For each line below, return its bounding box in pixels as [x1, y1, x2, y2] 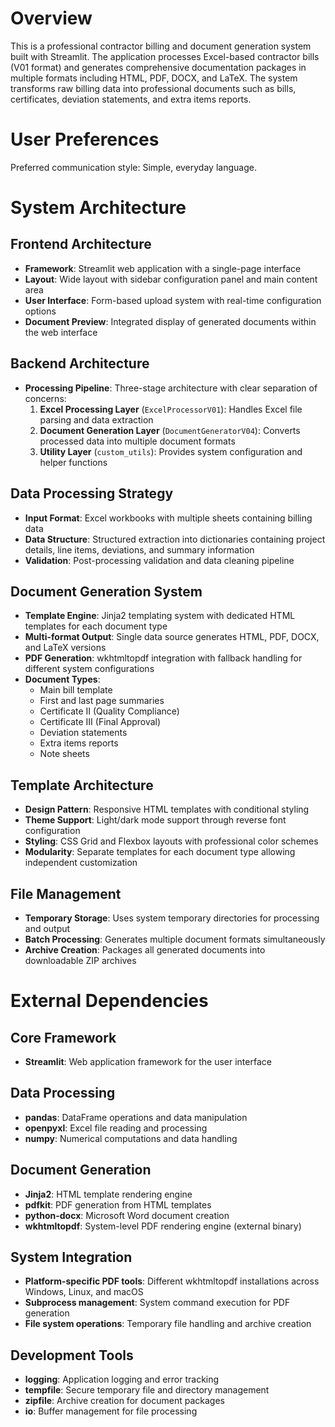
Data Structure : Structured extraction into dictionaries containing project [24, 533, 326, 545]
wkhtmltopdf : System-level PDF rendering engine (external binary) [24, 1220, 302, 1232]
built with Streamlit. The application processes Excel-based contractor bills [10, 50, 320, 62]
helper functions [39, 456, 108, 468]
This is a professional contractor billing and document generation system [10, 40, 312, 52]
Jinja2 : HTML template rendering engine [24, 1188, 193, 1200]
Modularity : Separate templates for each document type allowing [24, 846, 296, 858]
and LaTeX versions [24, 642, 107, 654]
